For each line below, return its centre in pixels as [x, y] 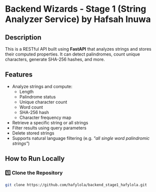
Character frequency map [45, 117]
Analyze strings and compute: [42, 86]
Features [19, 75]
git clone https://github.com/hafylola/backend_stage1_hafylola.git [76, 185]
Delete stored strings [33, 133]
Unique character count [43, 102]
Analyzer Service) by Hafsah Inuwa [78, 19]
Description [23, 37]
